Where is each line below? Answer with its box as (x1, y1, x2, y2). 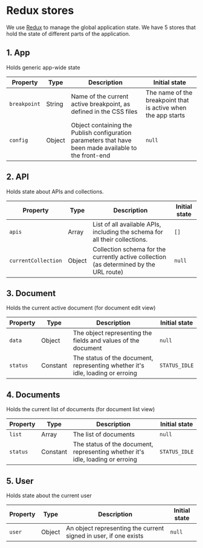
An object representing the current (66, 524, 164, 532)
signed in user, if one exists (66, 532, 144, 540)
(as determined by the (92, 260, 156, 268)
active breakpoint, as (71, 99, 130, 108)
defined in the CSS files (71, 107, 138, 116)
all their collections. (92, 235, 148, 243)
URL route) (92, 268, 124, 276)
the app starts (146, 111, 185, 119)
